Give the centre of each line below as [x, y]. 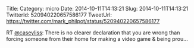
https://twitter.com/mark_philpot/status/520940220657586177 [83, 21]
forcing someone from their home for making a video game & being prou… [97, 39]
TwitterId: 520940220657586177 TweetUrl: [59, 15]
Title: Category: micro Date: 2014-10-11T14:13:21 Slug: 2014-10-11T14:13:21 [97, 9]
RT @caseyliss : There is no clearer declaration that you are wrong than [93, 33]
